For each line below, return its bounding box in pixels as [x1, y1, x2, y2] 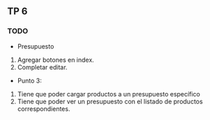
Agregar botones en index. [17, 55, 94, 64]
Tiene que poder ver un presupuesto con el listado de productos [17, 97, 204, 105]
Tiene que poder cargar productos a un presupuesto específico [17, 89, 200, 98]
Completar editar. [17, 62, 68, 71]
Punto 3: [17, 76, 42, 85]
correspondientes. [17, 104, 70, 113]
